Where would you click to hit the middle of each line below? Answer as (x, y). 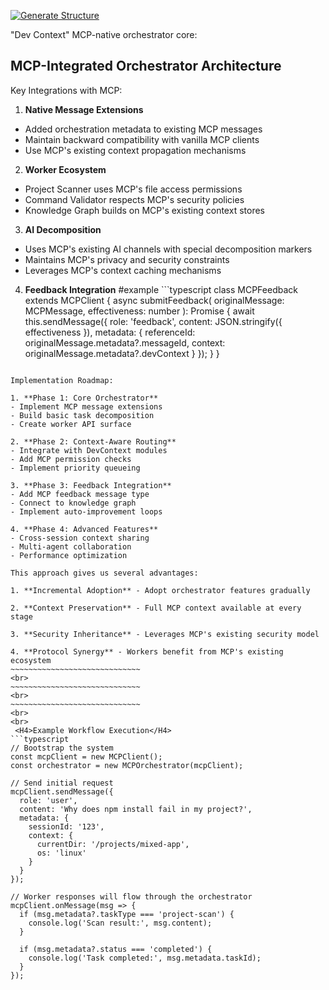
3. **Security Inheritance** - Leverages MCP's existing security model (165, 634)
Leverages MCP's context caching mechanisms (123, 270)
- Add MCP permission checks (71, 459)
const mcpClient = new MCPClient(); (86, 756)
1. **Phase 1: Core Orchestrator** (84, 398)
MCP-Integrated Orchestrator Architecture (146, 66)
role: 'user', (48, 800)
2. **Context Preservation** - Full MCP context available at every (156, 608)
